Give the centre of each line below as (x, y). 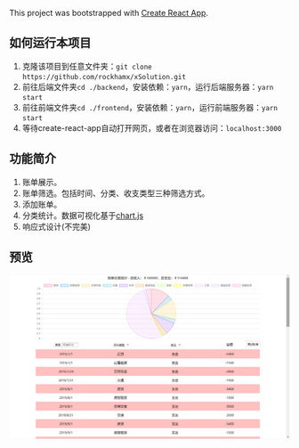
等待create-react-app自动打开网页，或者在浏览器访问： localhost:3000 (152, 127)
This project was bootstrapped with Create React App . (109, 13)
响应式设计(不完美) (57, 226)
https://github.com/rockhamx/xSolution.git (104, 77)
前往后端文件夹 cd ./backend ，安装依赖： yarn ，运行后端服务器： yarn (148, 86)
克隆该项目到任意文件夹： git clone (87, 66)
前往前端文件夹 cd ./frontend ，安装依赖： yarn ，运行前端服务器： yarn (150, 107)
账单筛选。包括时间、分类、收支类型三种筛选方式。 (116, 193)
